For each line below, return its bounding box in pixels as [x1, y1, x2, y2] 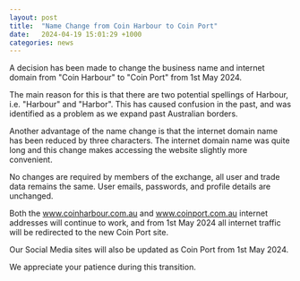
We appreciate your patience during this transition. [9, 261, 197, 273]
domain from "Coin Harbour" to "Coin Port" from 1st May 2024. [9, 72, 243, 83]
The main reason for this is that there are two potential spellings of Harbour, [9, 89, 289, 100]
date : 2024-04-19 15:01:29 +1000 [9, 30, 142, 38]
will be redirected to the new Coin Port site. [9, 227, 168, 238]
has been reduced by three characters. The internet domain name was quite [9, 135, 290, 146]
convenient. [9, 154, 53, 166]
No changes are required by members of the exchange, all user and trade [9, 172, 280, 183]
